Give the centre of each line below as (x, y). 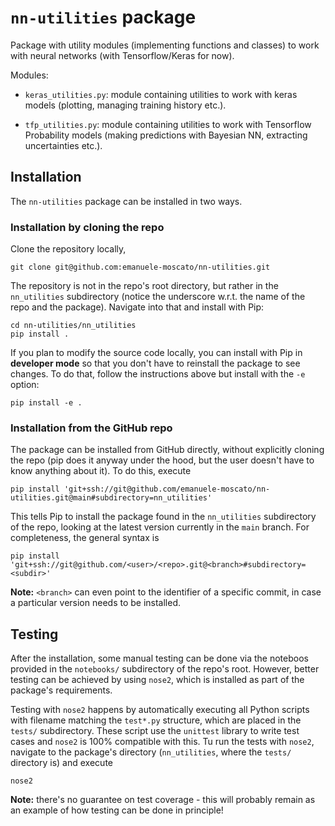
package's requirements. (61, 690)
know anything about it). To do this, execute (101, 471)
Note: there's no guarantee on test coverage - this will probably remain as (163, 800)
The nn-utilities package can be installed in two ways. (126, 201)
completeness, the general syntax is (85, 538)
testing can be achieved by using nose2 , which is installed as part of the (157, 680)
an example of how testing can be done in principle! (117, 810)
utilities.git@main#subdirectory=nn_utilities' (111, 498)
